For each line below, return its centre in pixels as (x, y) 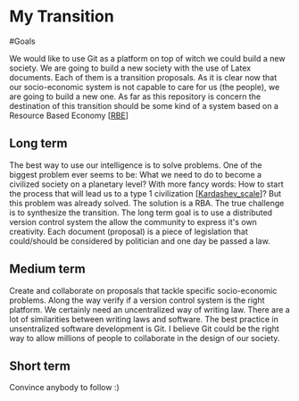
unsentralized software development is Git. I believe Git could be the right (144, 329)
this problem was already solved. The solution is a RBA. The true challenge (147, 203)
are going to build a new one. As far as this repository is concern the (135, 96)
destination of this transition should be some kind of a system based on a (144, 105)
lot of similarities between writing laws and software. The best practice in (144, 319)
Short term (40, 366)
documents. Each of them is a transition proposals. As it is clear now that (143, 77)
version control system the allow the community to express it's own (133, 221)
